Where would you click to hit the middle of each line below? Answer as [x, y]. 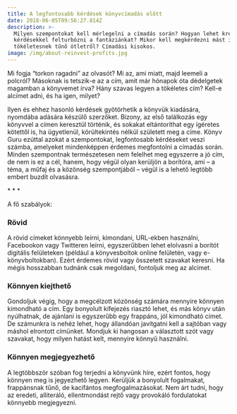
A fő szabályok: [30, 204]
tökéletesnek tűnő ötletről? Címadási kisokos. [85, 47]
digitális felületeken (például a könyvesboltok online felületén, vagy [105, 253]
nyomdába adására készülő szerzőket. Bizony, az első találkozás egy [108, 116]
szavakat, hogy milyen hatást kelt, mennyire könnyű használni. [98, 339]
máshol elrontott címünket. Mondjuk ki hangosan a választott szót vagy [110, 331]
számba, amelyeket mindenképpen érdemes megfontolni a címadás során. [115, 147]
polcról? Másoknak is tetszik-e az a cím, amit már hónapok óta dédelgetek [115, 80]
